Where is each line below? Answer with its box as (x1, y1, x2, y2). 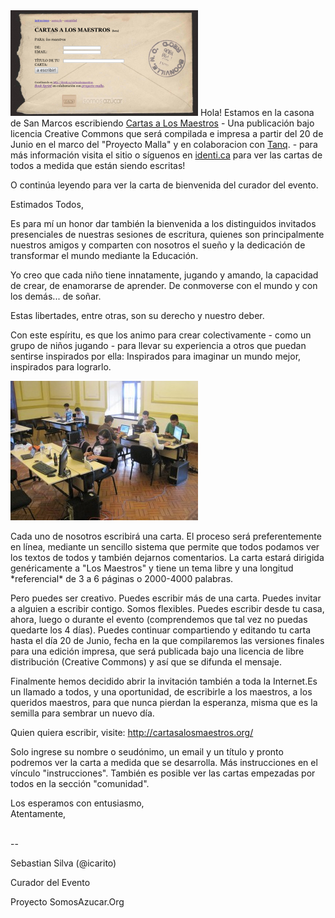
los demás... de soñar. (10, 290, 102, 302)
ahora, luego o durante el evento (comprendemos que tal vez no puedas (10, 614, 308, 625)
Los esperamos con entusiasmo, (10, 797, 145, 809)
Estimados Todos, (10, 199, 84, 210)
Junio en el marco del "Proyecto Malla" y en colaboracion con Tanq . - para (10, 139, 318, 150)
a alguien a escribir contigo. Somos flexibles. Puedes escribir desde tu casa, (10, 603, 325, 614)
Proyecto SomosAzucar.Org (10, 896, 125, 908)
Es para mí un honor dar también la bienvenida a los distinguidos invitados (10, 218, 317, 229)
